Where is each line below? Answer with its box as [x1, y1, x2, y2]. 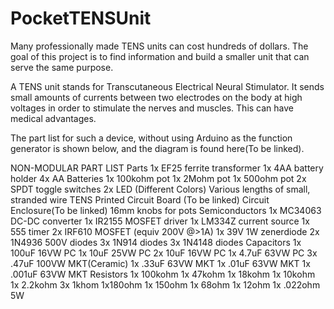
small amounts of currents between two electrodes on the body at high [10, 91, 303, 103]
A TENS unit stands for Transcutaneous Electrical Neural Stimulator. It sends [10, 80, 325, 92]
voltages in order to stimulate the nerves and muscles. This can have [10, 102, 294, 114]
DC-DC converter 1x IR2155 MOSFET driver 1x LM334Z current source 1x [10, 215, 310, 227]
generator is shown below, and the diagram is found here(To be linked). [10, 142, 305, 154]
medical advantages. [10, 112, 97, 124]
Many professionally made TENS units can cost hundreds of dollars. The [10, 40, 309, 52]
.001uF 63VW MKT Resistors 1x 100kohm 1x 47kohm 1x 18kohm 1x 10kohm [10, 268, 316, 280]
